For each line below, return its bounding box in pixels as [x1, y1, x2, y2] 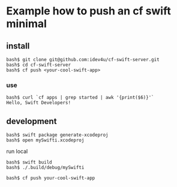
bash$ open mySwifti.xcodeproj [6, 137, 85, 143]
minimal [6, 17, 47, 31]
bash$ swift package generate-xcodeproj [6, 132, 109, 138]
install [6, 41, 30, 51]
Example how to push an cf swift [6, 4, 171, 18]
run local [6, 148, 28, 155]
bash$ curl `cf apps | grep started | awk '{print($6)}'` [6, 95, 154, 101]
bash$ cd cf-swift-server [6, 62, 71, 68]
